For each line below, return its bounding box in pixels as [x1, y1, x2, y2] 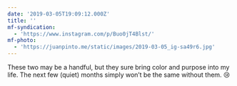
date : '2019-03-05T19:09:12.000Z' [7, 10, 111, 18]
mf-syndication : [7, 23, 56, 31]
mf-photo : [7, 37, 37, 44]
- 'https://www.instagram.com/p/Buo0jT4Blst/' [14, 30, 155, 38]
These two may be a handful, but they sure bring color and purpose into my [7, 63, 230, 71]
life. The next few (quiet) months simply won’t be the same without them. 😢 [7, 70, 231, 79]
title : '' [7, 17, 37, 24]
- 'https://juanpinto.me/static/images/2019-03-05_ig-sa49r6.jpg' [14, 43, 216, 50]
